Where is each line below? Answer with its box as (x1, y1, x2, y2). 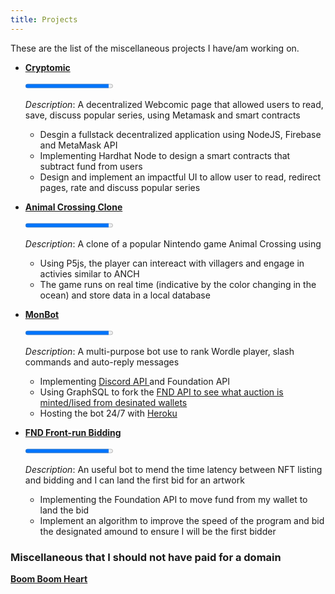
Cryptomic (24, 61, 71, 73)
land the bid (39, 504, 90, 516)
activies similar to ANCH (39, 267, 140, 280)
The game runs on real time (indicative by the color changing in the (39, 278, 317, 290)
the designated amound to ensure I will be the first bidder (39, 525, 277, 537)
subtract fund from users (39, 160, 143, 172)
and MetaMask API (39, 139, 118, 151)
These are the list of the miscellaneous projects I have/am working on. (10, 42, 300, 54)
